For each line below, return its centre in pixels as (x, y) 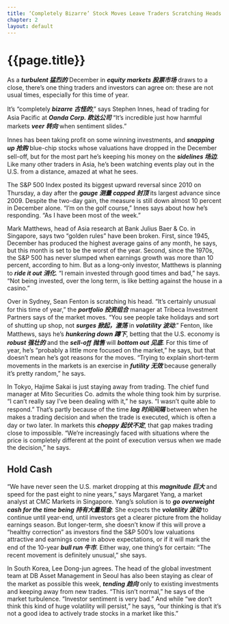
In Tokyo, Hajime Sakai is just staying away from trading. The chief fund (108, 387)
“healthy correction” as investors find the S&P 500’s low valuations (101, 532)
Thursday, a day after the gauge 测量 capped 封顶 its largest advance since (114, 193)
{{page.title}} (46, 60)
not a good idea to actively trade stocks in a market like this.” (93, 614)
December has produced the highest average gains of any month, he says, (112, 243)
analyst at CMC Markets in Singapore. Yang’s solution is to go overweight (111, 502)
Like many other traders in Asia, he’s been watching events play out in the (111, 165)
